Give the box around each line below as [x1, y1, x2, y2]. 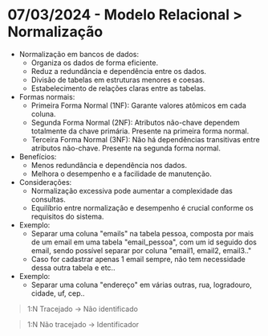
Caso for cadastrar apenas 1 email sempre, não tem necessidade [30, 254, 246, 264]
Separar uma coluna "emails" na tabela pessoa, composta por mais [30, 228, 254, 238]
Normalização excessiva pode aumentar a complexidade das [30, 186, 233, 195]
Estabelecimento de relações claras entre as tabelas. [30, 83, 206, 93]
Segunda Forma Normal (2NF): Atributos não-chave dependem [30, 117, 240, 127]
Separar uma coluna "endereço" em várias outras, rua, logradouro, [30, 280, 252, 289]
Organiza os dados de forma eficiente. [30, 58, 159, 68]
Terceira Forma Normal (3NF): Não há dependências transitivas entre [30, 134, 260, 144]
